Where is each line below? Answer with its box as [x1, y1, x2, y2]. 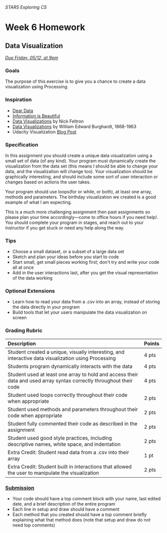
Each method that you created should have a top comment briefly [12, 512, 147, 518]
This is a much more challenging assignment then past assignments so [5, 209, 151, 215]
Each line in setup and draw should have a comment [12, 506, 120, 513]
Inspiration [5, 96, 32, 103]
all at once [12, 264, 34, 271]
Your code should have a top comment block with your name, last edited [12, 496, 161, 502]
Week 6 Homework [5, 22, 85, 33]
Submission [5, 484, 35, 491]
